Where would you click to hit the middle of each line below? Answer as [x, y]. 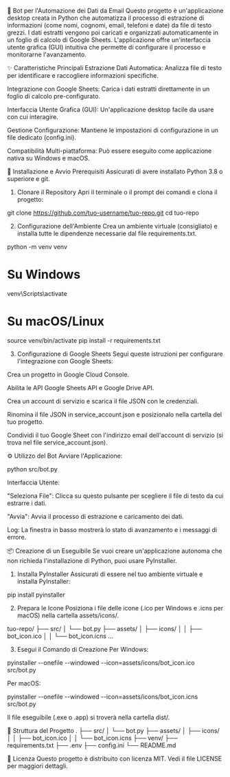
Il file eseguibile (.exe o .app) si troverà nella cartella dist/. [89, 717]
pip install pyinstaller [36, 595]
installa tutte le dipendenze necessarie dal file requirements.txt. [107, 233]
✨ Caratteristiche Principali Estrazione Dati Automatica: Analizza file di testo [114, 68]
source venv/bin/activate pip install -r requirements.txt [84, 340]
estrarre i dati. [27, 503]
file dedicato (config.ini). [42, 137]
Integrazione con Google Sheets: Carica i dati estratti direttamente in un [108, 89]
